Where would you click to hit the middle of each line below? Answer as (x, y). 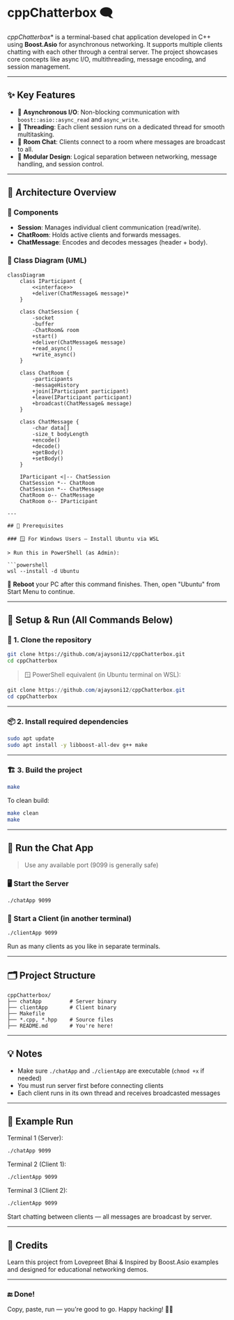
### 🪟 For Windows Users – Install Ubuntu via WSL (83, 539)
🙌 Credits (28, 1245)
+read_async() (53, 348)
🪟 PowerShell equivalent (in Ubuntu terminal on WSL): (102, 675)
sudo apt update (31, 739)
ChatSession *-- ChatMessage (62, 489)
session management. (39, 66)
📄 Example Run (40, 1122)
